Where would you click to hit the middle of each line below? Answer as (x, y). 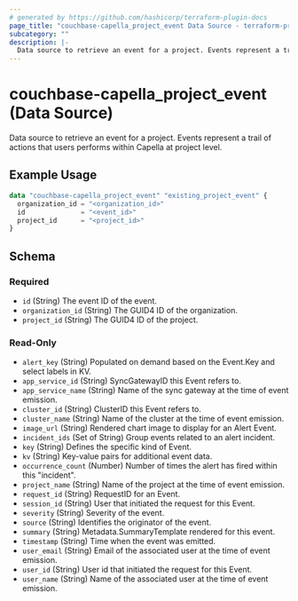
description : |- (39, 42)
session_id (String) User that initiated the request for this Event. (138, 503)
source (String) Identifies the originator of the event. (117, 522)
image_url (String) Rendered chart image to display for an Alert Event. (149, 428)
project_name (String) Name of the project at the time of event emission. (153, 485)
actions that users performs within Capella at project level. (116, 147)
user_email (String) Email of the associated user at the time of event (146, 550)
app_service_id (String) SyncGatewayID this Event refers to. (132, 381)
